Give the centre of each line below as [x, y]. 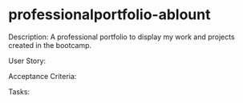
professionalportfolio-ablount [109, 15]
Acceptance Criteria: [43, 76]
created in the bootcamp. [50, 45]
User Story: [27, 61]
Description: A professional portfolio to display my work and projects [121, 37]
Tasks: [19, 91]
